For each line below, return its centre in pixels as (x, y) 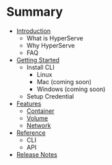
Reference (31, 132)
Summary (34, 12)
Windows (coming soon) (71, 89)
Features (29, 103)
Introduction (33, 31)
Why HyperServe (51, 45)
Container (41, 111)
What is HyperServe (55, 38)
